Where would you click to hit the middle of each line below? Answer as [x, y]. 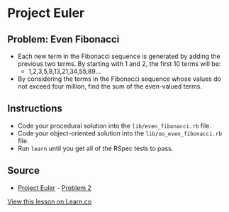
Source [24, 171]
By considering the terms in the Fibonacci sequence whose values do [119, 79]
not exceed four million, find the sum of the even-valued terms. [110, 86]
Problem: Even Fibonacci [63, 39]
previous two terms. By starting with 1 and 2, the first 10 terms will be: [119, 64]
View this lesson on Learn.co [50, 201]
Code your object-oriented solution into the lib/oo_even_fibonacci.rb [119, 133]
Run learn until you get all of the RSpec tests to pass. [95, 148]
